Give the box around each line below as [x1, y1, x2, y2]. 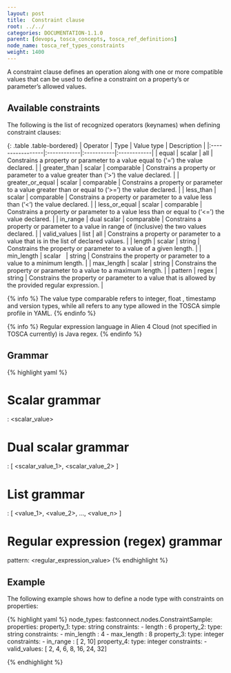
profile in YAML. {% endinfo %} [7, 309, 97, 317]
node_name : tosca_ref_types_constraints [7, 42, 125, 49]
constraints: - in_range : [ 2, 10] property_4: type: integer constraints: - [7, 637, 208, 646]
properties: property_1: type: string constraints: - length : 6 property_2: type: [7, 623, 223, 631]
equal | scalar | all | [159, 149, 213, 157]
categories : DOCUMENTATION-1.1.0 [7, 29, 103, 37]
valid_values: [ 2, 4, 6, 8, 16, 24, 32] [7, 645, 107, 653]
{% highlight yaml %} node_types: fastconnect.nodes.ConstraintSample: [7, 616, 212, 624]
